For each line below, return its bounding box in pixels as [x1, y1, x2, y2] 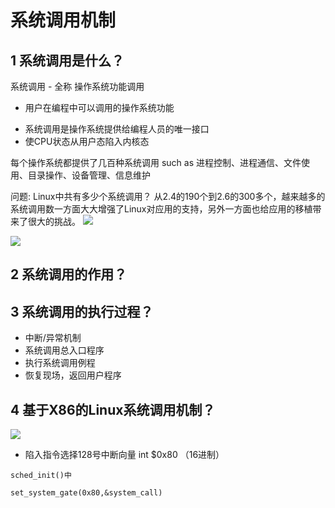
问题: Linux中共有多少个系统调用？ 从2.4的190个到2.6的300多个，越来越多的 [10, 191, 326, 202]
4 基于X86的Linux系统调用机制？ [10, 401, 216, 418]
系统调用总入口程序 [24, 344, 105, 356]
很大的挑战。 [27, 216, 81, 227]
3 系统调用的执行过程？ [10, 303, 154, 320]
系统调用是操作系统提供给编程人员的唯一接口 [24, 123, 210, 135]
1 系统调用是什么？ [10, 52, 125, 69]
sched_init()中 [10, 471, 72, 481]
